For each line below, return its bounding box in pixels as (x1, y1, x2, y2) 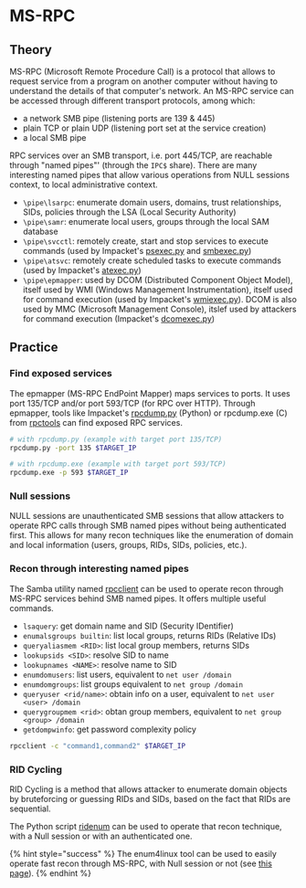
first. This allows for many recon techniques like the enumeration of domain (9, 530, 294, 541)
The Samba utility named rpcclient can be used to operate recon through (9, 583, 284, 594)
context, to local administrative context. (9, 179, 158, 190)
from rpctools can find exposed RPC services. (9, 417, 183, 428)
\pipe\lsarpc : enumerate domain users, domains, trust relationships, (22, 197, 281, 207)
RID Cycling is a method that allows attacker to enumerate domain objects (9, 783, 288, 795)
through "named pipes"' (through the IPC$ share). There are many (9, 160, 258, 170)
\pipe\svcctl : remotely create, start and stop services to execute (22, 236, 269, 247)
